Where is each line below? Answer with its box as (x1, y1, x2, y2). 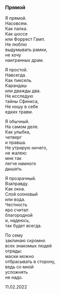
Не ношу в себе (5, 103, 38, 110)
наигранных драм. (5, 57, 44, 63)
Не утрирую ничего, (5, 145, 48, 151)
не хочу (5, 52, 21, 58)
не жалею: (5, 150, 28, 156)
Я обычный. (5, 118, 30, 125)
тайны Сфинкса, (5, 98, 39, 104)
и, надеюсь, (5, 217, 30, 224)
